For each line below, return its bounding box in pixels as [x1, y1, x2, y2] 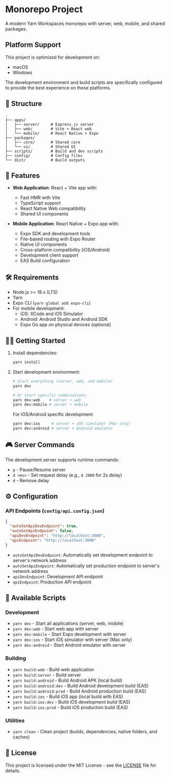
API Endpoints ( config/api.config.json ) [5, 508, 105, 515]
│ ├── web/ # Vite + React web [5, 126, 92, 131]
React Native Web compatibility [20, 205, 86, 212]
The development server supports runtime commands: [5, 457, 119, 463]
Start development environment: [12, 369, 80, 375]
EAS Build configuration [20, 258, 70, 264]
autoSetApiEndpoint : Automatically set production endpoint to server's [12, 563, 160, 569]
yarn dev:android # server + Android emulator [12, 426, 113, 431]
